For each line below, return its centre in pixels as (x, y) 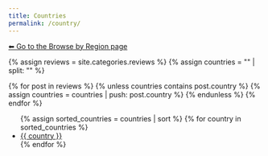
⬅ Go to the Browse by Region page (68, 46)
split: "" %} (27, 70)
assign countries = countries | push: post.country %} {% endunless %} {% (132, 94)
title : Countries (37, 16)
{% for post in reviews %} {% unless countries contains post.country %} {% (134, 86)
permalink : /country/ (45, 23)
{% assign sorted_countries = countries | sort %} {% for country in (130, 118)
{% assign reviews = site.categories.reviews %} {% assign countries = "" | (132, 62)
